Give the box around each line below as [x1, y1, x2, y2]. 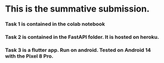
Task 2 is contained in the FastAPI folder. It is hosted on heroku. [5, 34, 159, 41]
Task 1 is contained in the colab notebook [5, 21, 105, 28]
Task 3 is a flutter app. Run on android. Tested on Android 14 [5, 47, 151, 53]
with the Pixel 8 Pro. [5, 52, 54, 59]
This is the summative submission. [5, 3, 150, 15]
